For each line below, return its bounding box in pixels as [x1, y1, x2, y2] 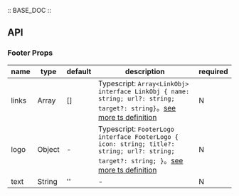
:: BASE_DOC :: [7, 6, 52, 14]
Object [37, 144, 60, 154]
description [124, 66, 165, 76]
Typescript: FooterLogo [98, 124, 174, 134]
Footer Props [7, 48, 53, 58]
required [198, 66, 228, 76]
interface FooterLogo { [98, 133, 179, 141]
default [66, 66, 92, 76]
